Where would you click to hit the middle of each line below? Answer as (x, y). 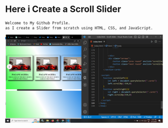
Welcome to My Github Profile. (38, 23)
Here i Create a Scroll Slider (63, 9)
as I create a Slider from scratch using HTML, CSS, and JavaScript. (79, 28)
